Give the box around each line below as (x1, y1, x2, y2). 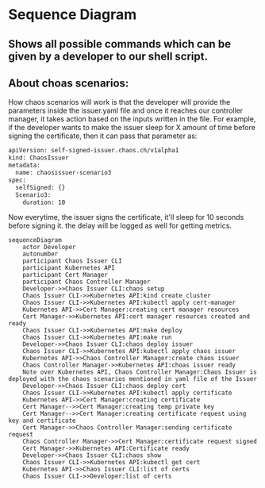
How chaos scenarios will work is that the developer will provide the (8, 98, 231, 107)
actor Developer (22, 244, 77, 252)
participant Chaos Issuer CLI (22, 257, 123, 265)
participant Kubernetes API (22, 264, 115, 272)
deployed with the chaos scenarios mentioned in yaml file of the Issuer (8, 375, 258, 383)
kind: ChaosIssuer (8, 154, 69, 162)
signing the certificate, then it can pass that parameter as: (8, 131, 198, 140)
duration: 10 (22, 198, 66, 206)
